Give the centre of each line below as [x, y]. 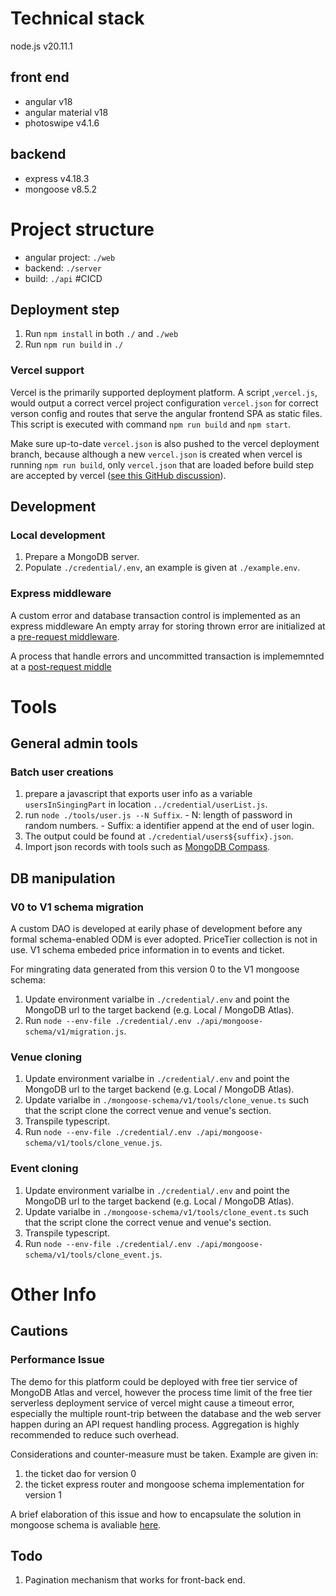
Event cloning [44, 1169]
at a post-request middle [61, 666]
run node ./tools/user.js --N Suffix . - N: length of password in [158, 815]
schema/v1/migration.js [74, 1032]
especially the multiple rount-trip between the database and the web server [166, 1413]
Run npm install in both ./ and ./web [101, 334]
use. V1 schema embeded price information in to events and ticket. [147, 950]
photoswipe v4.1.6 [62, 123]
